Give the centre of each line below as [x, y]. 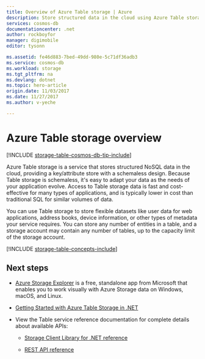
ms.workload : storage [34, 68]
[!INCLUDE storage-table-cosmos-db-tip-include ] [69, 155]
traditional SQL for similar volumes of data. [60, 199]
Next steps [27, 268]
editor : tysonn [26, 46]
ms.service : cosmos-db [35, 63]
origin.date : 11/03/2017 [38, 91]
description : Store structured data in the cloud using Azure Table [95, 18]
